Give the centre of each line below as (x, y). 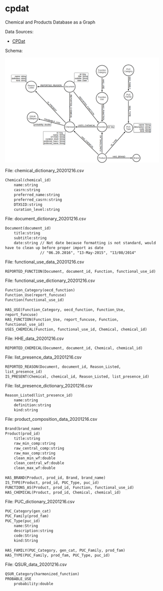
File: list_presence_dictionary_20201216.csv (49, 385)
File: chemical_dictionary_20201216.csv (45, 170)
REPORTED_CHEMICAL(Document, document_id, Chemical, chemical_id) (74, 348)
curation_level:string (37, 209)
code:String (26, 536)
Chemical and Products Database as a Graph (50, 22)
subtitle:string (31, 238)
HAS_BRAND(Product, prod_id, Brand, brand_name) (55, 478)
